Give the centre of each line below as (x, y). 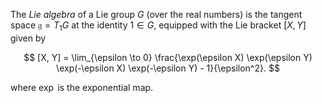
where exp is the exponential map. (82, 87)
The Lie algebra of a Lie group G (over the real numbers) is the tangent (156, 14)
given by (28, 38)
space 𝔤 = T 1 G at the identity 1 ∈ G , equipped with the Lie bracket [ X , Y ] (158, 26)
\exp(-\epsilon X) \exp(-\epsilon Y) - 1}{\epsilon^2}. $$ (168, 68)
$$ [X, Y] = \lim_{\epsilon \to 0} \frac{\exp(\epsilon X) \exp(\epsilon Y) (168, 57)
